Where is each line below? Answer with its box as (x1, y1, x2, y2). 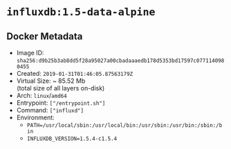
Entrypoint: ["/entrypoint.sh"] (16, 99, 106, 107)
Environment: (16, 113, 55, 121)
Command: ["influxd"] (16, 106, 84, 114)
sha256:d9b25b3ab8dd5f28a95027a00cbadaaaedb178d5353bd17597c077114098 (16, 57, 225, 64)
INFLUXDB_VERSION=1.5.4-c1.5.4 (26, 135, 118, 142)
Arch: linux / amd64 (16, 92, 67, 99)
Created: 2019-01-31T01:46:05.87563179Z (16, 70, 133, 77)
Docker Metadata (6, 30, 83, 42)
